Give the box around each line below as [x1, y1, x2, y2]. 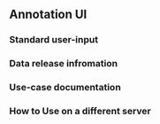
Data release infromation [9, 58, 118, 70]
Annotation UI [9, 7, 88, 22]
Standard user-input [9, 34, 99, 46]
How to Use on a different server [9, 105, 152, 118]
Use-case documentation [9, 81, 121, 94]
